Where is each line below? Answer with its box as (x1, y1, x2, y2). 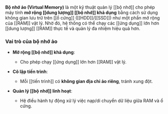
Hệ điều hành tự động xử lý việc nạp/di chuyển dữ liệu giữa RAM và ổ (20, 97, 163, 104)
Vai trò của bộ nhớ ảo (5, 37, 58, 44)
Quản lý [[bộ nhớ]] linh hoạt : (12, 88, 73, 94)
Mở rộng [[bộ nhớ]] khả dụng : (12, 49, 75, 55)
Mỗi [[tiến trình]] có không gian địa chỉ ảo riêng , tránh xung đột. (20, 78, 153, 84)
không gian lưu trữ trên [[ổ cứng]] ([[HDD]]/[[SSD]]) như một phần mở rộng (5, 15, 160, 20)
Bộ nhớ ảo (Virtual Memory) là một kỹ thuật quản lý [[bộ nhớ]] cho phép (5, 4, 155, 10)
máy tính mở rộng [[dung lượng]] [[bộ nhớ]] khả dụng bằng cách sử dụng (5, 9, 158, 15)
